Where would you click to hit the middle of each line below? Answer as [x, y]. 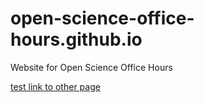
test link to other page [55, 86]
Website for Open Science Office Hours [91, 67]
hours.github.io [76, 39]
